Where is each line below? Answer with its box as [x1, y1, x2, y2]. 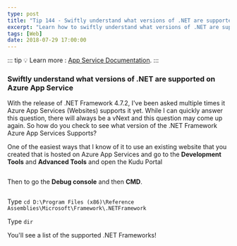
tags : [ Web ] [7, 30, 42, 37]
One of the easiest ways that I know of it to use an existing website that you [7, 143, 227, 151]
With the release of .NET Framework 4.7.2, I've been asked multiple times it [7, 99, 226, 107]
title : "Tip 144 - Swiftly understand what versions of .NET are [7, 17, 203, 24]
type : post [7, 10, 39, 18]
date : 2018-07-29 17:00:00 [7, 37, 87, 44]
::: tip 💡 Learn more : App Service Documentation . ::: [7, 56, 159, 64]
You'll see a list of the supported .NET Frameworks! [7, 231, 157, 240]
